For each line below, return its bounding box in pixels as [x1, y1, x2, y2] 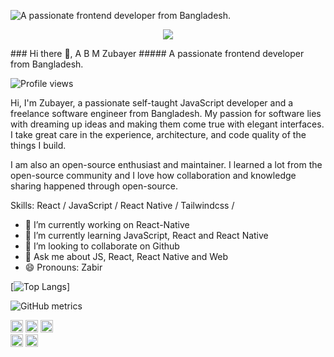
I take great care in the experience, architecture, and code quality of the [10, 129, 307, 140]
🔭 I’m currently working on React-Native [24, 219, 190, 230]
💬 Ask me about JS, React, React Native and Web [24, 251, 229, 262]
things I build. [10, 140, 67, 151]
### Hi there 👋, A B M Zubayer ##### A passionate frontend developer [10, 48, 305, 59]
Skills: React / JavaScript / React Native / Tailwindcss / [10, 200, 235, 211]
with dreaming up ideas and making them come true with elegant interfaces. [10, 118, 325, 130]
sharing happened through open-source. [10, 180, 179, 192]
